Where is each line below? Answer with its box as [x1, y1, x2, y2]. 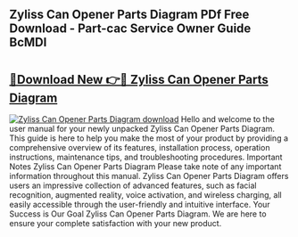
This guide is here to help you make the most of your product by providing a [9, 133, 288, 143]
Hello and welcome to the [180, 114, 275, 124]
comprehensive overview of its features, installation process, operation [9, 143, 270, 152]
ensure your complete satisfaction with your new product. [9, 218, 222, 228]
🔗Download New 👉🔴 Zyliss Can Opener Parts [9, 71, 269, 87]
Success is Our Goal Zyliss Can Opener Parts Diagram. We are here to [9, 208, 267, 219]
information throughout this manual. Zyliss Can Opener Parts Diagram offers [9, 171, 289, 181]
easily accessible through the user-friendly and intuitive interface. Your [9, 200, 270, 209]
